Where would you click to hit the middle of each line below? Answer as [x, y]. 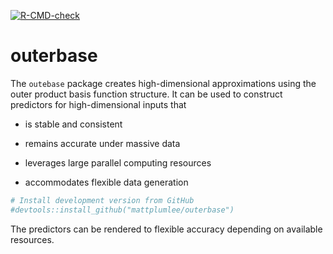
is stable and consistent [73, 124]
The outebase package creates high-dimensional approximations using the [163, 83]
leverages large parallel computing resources [118, 162]
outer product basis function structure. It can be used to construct [146, 94]
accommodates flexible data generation [106, 182]
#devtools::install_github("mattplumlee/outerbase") [122, 210]
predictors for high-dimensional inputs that [98, 104]
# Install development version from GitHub [102, 200]
